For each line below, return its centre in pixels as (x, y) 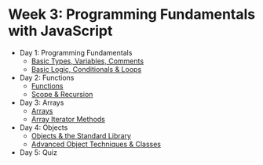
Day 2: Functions (47, 77)
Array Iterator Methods (68, 119)
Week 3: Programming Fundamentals (132, 14)
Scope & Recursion (62, 94)
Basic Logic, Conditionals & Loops (86, 69)
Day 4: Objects (44, 127)
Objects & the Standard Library (81, 135)
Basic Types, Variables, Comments (87, 61)
